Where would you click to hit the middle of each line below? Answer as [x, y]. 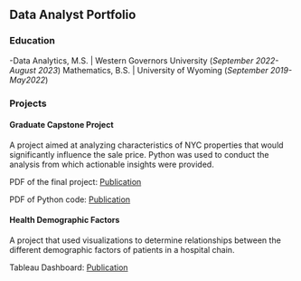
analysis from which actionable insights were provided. [112, 164]
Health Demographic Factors [65, 220]
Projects [28, 103]
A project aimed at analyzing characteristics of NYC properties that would [146, 145]
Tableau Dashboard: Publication [69, 267]
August [23, 70]
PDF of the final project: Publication [75, 181]
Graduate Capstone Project [62, 125]
